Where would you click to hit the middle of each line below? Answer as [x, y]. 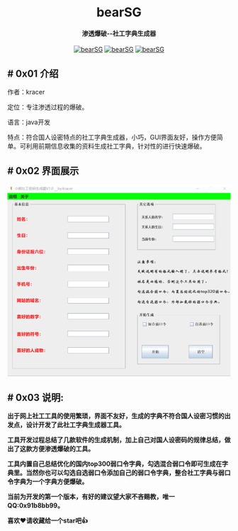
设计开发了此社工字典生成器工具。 [75, 425]
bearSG [119, 12]
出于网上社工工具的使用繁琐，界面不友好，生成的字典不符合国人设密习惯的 [116, 416]
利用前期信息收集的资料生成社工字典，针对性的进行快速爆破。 [116, 146]
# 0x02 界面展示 [43, 171]
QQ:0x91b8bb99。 [35, 505]
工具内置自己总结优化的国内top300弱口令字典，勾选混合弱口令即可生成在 [115, 464]
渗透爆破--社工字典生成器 [119, 33]
